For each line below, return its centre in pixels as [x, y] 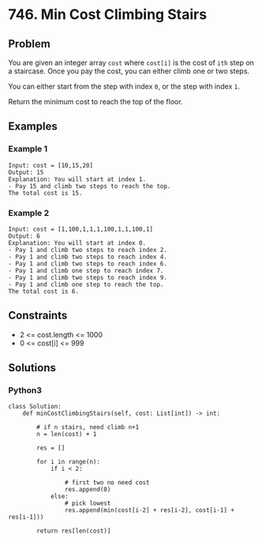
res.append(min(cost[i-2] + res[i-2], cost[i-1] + [150, 510]
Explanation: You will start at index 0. [77, 243]
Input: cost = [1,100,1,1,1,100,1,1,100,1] [81, 229]
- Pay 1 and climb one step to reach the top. [86, 284]
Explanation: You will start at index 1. [77, 179]
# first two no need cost [107, 483]
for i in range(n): [69, 462]
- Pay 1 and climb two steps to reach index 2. [88, 250]
